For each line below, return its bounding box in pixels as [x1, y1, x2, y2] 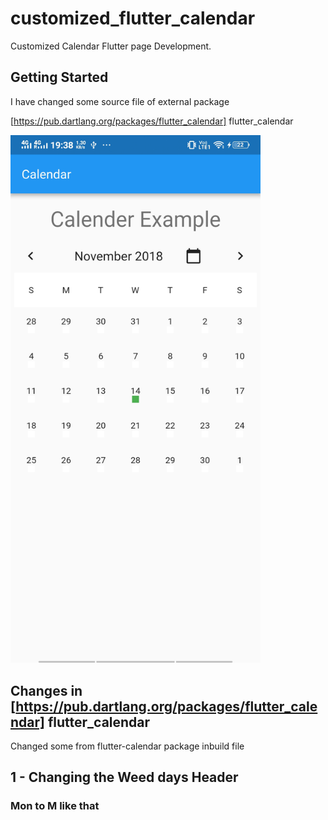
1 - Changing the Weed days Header [10, 769, 239, 786]
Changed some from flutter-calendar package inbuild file [10, 740, 245, 752]
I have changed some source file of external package [10, 95, 230, 107]
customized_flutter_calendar [10, 7, 256, 30]
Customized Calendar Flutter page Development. [10, 40, 212, 52]
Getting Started [10, 69, 109, 86]
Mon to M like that [10, 799, 100, 813]
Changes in [10, 682, 83, 699]
